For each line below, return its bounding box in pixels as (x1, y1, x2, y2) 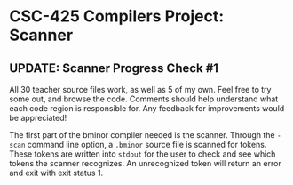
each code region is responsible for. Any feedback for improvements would (9, 103, 285, 113)
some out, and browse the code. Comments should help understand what (9, 93, 279, 104)
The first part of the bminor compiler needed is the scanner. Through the (9, 130, 275, 140)
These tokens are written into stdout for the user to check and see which (9, 149, 276, 159)
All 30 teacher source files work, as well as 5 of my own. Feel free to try (9, 84, 272, 94)
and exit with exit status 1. (9, 167, 104, 178)
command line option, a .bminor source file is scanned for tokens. (27, 140, 267, 149)
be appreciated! (9, 113, 67, 123)
